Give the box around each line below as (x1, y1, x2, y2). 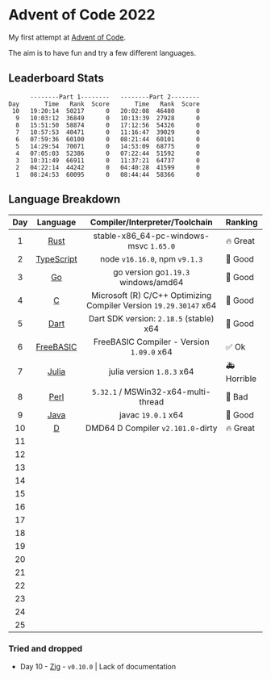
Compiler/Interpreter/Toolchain (90, 216, 213, 228)
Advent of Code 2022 (8, 6, 156, 24)
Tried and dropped (8, 643, 83, 655)
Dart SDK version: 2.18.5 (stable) (88, 312, 215, 324)
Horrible (225, 373, 256, 384)
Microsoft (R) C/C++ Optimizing (91, 289, 212, 300)
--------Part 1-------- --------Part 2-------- (29, 93, 200, 101)
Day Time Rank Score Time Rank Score (8, 99, 200, 108)
